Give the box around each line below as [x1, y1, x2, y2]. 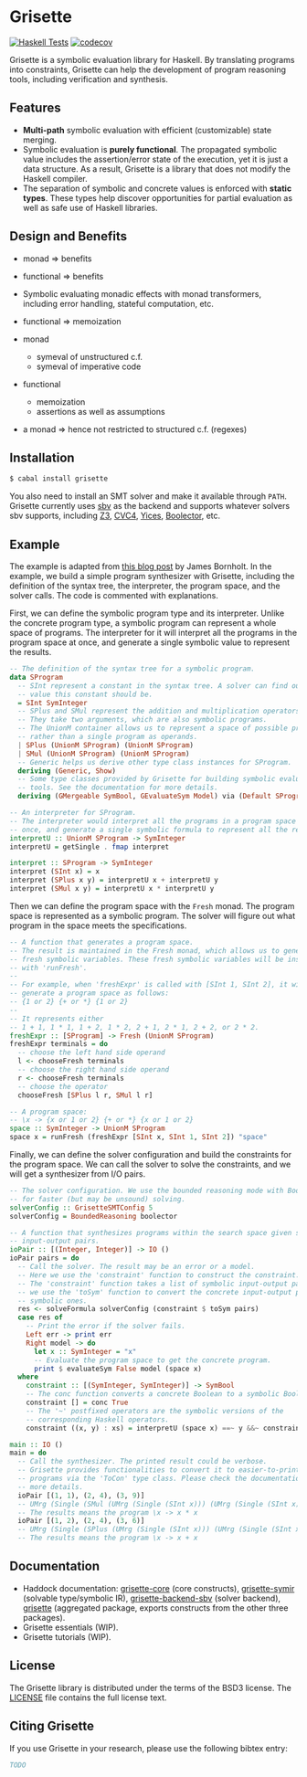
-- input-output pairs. [9, 1236, 101, 1246]
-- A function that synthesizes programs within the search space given [9, 1228, 292, 1237]
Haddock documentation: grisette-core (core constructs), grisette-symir [22, 1582, 295, 1593]
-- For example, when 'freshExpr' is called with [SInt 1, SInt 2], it [9, 980, 288, 989]
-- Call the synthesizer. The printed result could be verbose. [17, 1457, 268, 1466]
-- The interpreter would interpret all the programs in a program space [9, 816, 297, 826]
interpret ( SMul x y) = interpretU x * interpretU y [9, 884, 215, 894]
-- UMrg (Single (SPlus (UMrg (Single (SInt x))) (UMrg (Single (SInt [17, 1525, 292, 1534]
